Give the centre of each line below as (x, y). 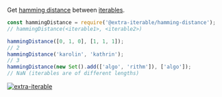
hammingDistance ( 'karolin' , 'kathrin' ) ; (66, 54)
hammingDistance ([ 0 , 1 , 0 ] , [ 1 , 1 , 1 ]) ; (66, 41)
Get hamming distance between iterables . (66, 10)
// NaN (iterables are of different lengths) (73, 74)
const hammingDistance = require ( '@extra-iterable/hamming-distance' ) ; (111, 23)
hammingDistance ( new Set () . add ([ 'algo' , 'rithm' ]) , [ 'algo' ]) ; (99, 67)
